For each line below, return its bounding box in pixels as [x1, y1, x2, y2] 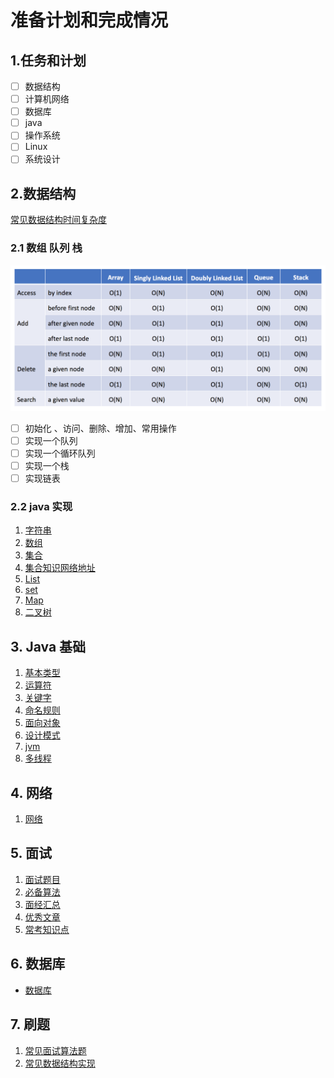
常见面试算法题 [24, 1044, 87, 1056]
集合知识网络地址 [24, 562, 96, 574]
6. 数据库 [10, 956, 66, 973]
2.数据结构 [10, 185, 77, 202]
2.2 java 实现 [10, 500, 73, 514]
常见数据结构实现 [24, 1057, 96, 1069]
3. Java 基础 [10, 638, 87, 655]
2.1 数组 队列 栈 [10, 241, 83, 255]
